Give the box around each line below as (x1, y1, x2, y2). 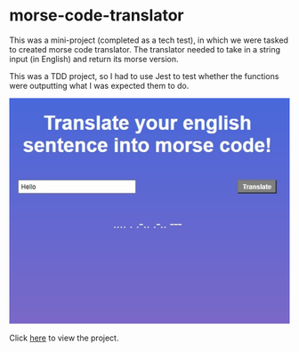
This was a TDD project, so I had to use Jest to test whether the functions (9, 70, 279, 81)
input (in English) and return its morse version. (9, 53, 179, 64)
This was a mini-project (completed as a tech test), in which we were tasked (9, 35, 289, 45)
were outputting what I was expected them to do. (9, 80, 190, 91)
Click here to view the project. (9, 332, 119, 343)
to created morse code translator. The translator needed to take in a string (9, 44, 281, 54)
